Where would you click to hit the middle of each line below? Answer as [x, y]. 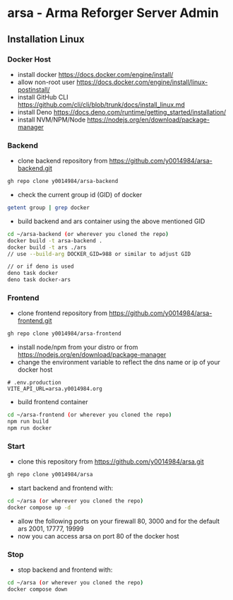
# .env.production [34, 383]
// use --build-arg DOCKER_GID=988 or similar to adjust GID [99, 254]
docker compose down [38, 589]
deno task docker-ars [39, 280]
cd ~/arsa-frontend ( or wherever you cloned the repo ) [90, 415]
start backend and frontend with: [65, 488]
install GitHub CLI [43, 97]
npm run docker [30, 428]
